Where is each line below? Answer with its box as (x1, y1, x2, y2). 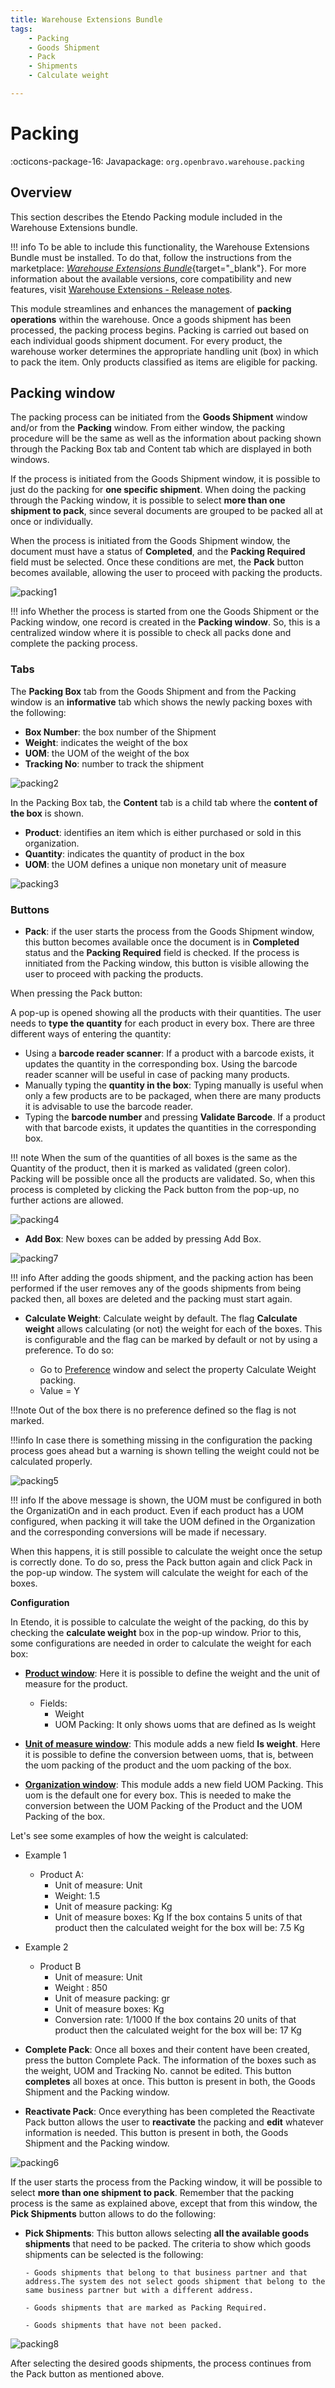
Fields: (39, 1697, 68, 1710)
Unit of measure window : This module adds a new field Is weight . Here (24, 1738, 321, 1750)
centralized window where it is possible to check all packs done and (10, 627, 292, 639)
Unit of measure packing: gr (54, 1992, 171, 2005)
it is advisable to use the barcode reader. (24, 1101, 194, 1113)
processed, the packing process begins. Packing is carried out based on (10, 324, 310, 336)
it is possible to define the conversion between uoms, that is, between (24, 1749, 314, 1761)
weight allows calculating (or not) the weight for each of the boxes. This (24, 1323, 323, 1335)
